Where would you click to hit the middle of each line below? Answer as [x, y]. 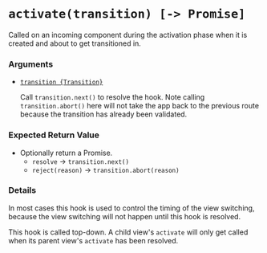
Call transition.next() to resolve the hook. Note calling [112, 97]
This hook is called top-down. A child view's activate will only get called [128, 232]
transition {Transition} [61, 83]
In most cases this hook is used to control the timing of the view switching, [131, 208]
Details [22, 190]
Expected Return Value [54, 135]
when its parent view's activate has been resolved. [93, 240]
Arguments [31, 64]
